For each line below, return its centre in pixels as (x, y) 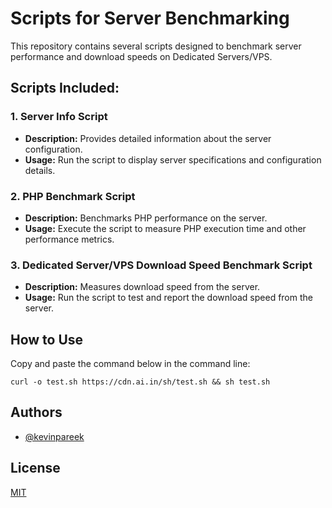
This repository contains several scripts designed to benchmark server (156, 46)
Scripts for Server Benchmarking (150, 18)
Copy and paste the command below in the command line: (130, 364)
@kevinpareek (54, 436)
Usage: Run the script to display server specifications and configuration (173, 159)
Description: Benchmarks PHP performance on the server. (146, 218)
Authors (36, 412)
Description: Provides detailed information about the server (148, 138)
